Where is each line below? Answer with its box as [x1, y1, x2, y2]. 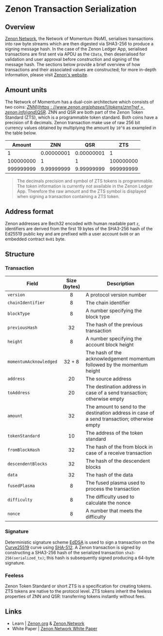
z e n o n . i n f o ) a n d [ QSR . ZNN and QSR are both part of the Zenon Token [5, 109, 143, 115]
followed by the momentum [85, 362, 148, 368]
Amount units [5, 86, 47, 94]
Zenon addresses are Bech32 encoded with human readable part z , [5, 220, 140, 226]
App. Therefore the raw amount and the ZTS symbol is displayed [16, 188, 147, 194]
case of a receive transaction [85, 450, 152, 456]
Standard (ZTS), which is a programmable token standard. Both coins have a [5, 114, 158, 120]
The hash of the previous [85, 321, 143, 328]
